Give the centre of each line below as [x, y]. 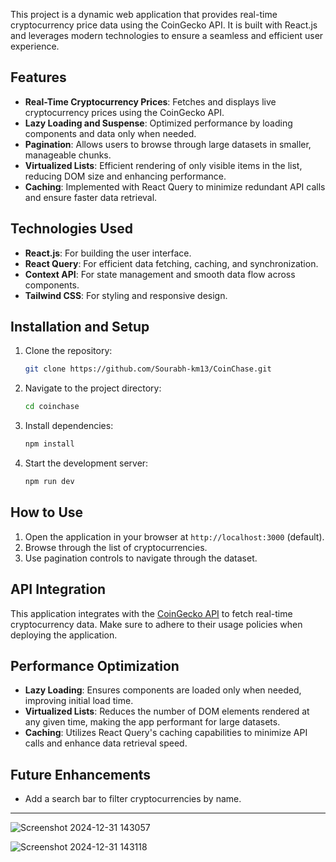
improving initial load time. [79, 701]
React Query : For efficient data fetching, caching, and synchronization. [171, 263]
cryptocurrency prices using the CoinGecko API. [124, 112]
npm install [49, 444]
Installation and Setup [80, 327]
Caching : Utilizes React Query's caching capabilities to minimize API [166, 733]
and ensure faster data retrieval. [91, 197]
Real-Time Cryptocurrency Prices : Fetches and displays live [150, 101]
